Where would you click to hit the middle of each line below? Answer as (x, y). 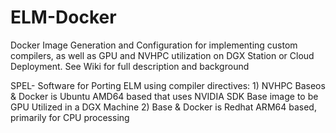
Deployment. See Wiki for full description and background (130, 66)
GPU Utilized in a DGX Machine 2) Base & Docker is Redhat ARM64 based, (163, 107)
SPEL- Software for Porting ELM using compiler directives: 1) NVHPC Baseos (168, 85)
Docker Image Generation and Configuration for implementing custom (154, 45)
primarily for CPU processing (70, 117)
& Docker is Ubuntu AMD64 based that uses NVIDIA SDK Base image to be (164, 96)
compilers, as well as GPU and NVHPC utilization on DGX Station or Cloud (162, 55)
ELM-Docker (63, 17)
